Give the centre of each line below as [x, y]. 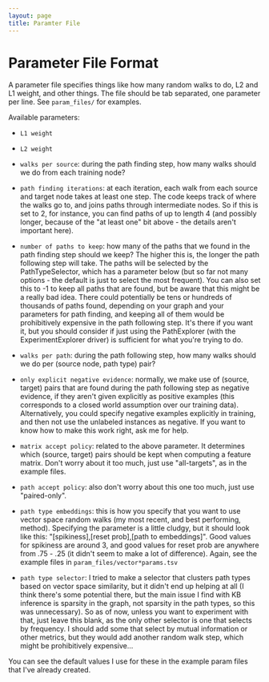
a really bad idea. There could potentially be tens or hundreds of [126, 297]
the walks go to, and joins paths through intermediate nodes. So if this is [139, 205]
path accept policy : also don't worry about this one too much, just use [137, 487]
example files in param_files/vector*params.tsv [99, 563]
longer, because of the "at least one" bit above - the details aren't [128, 222]
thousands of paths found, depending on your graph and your [122, 306]
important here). [46, 231]
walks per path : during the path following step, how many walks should [138, 355]
